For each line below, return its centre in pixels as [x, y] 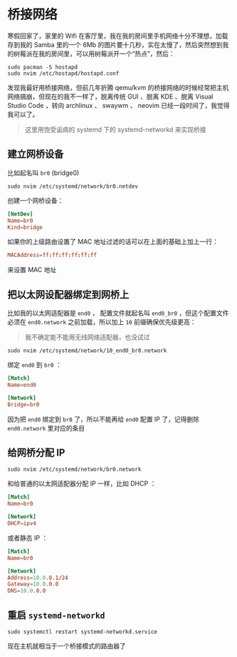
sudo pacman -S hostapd [43, 67]
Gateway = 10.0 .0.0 [33, 584]
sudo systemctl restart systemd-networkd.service [83, 632]
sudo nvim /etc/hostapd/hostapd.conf [63, 73]
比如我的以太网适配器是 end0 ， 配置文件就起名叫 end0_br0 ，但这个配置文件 [118, 313]
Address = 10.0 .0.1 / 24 [38, 578]
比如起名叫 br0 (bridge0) [43, 173]
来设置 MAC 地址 [32, 270]
